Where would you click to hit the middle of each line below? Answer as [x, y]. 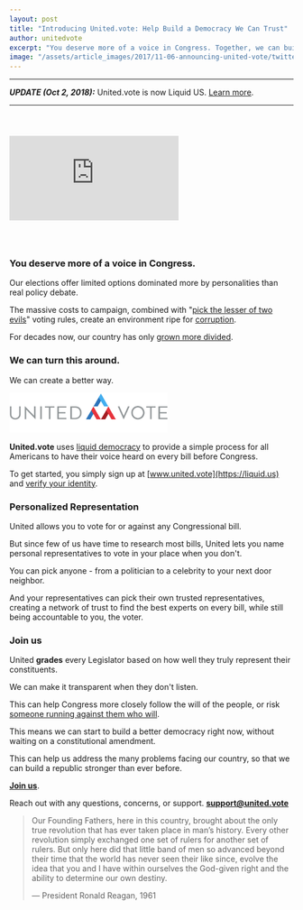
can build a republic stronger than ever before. [96, 768]
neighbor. [27, 581]
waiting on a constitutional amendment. [83, 741]
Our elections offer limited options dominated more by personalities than [144, 283]
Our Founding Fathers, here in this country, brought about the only [155, 821]
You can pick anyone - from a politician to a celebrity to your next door [141, 571]
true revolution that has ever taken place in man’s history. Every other [160, 831]
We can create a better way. [62, 380]
